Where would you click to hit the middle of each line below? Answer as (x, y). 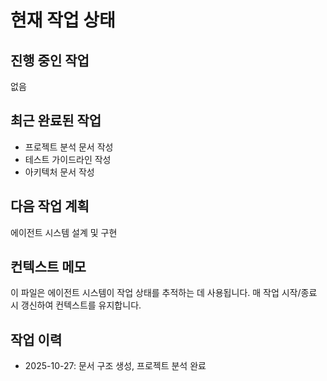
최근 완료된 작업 (56, 121)
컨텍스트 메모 (48, 267)
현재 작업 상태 (63, 20)
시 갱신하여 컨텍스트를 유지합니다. (76, 305)
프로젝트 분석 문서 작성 (69, 147)
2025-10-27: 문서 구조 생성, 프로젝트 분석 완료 (115, 366)
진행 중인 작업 (50, 60)
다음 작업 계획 (50, 206)
